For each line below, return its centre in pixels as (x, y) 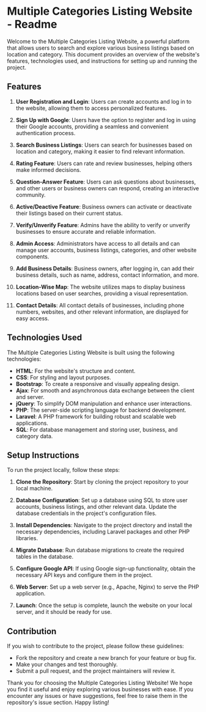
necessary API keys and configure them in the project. (84, 575)
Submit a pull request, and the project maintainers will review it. (96, 671)
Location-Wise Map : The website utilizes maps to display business (101, 287)
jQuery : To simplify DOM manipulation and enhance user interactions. (104, 403)
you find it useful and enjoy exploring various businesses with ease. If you (100, 689)
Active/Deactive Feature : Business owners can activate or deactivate (104, 206)
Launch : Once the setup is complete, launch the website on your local (104, 605)
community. (31, 195)
